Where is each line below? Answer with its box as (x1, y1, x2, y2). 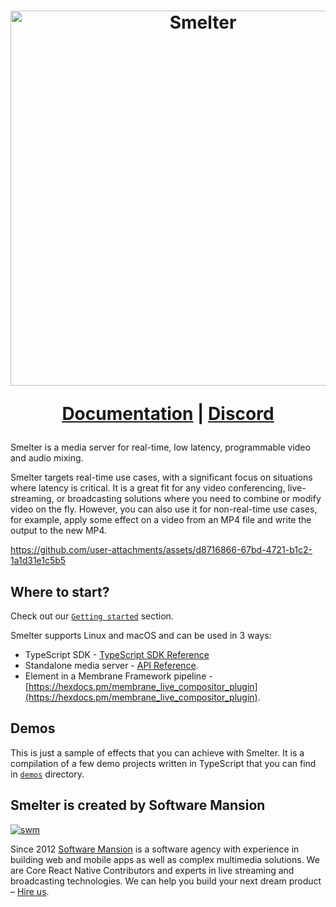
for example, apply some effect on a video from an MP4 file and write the (10, 514, 312, 526)
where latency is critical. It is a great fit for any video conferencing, (10, 482, 286, 494)
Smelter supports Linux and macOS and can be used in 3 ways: (10, 630, 272, 641)
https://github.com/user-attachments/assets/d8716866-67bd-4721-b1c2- (10, 544, 313, 556)
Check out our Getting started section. (10, 610, 174, 622)
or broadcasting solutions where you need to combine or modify (56, 493, 322, 505)
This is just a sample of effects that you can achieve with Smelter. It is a (10, 746, 305, 759)
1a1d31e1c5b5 (10, 555, 67, 567)
